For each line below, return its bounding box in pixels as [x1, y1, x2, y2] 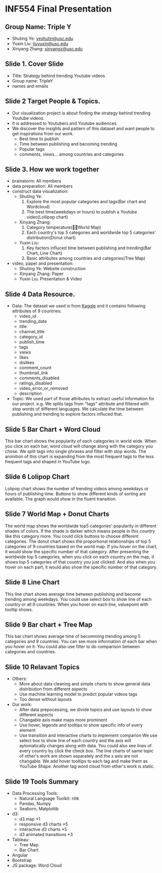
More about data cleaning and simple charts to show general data [19, 681, 150, 687]
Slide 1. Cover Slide [5, 60, 64, 68]
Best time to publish [19, 136, 59, 142]
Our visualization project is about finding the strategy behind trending [12, 110, 151, 116]
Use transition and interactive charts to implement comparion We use [19, 732, 158, 738]
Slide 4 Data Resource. [5, 290, 75, 298]
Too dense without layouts [19, 696, 72, 702]
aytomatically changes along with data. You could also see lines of [19, 743, 152, 749]
